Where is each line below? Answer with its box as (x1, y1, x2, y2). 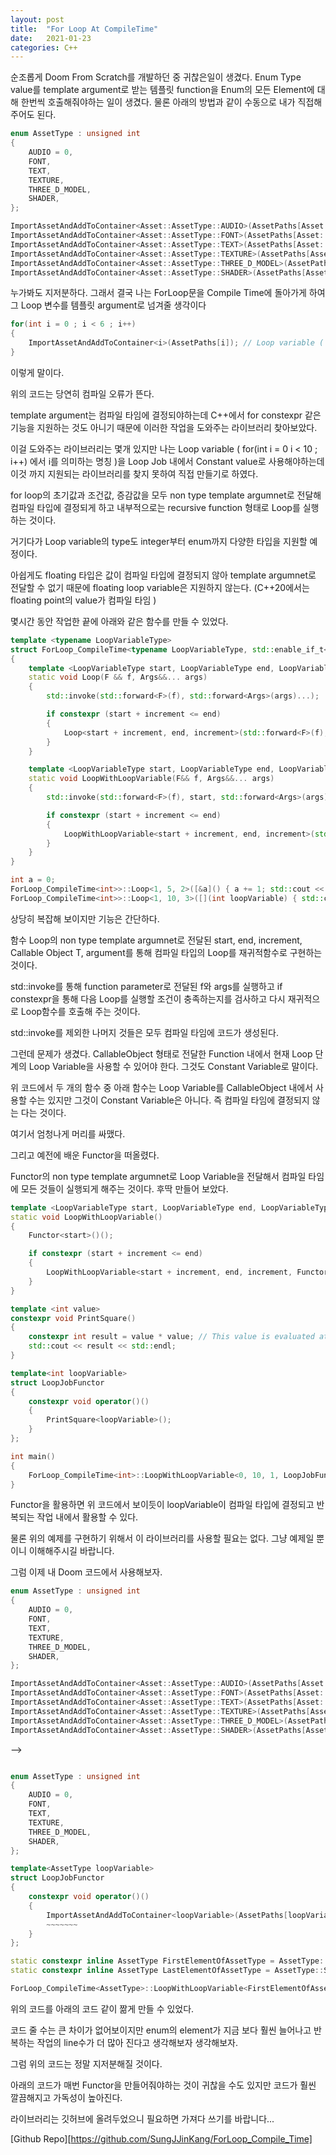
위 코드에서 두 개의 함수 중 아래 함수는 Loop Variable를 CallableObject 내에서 (10, 1081, 314, 1093)
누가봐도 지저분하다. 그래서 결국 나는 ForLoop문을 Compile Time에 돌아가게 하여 (10, 287, 326, 299)
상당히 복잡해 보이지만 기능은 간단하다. (10, 912, 160, 925)
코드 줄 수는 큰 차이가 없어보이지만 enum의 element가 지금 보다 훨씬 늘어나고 (10, 2024, 312, 2036)
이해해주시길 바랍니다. (28, 1545, 115, 1557)
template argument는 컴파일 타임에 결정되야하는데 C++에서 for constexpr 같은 (10, 409, 322, 421)
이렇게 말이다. (10, 366, 65, 378)
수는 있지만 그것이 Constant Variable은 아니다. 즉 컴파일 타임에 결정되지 (28, 1094, 310, 1106)
